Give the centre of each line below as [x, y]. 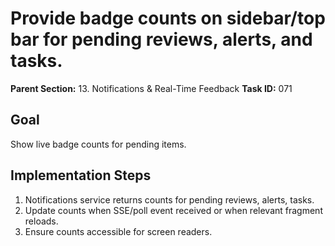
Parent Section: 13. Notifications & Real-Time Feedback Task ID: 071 [151, 88]
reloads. [41, 221]
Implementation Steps [81, 175]
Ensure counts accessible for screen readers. [118, 231]
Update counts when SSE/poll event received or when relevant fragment [173, 210]
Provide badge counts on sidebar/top [168, 18]
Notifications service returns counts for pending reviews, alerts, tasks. [169, 199]
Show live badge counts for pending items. [98, 144]
